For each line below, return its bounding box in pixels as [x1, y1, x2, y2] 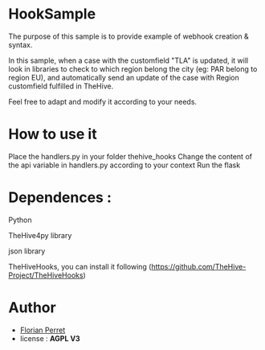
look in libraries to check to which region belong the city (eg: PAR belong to [8, 64, 258, 73]
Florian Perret [19, 325, 66, 335]
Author [8, 299, 56, 316]
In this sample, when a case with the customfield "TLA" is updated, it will [8, 56, 249, 65]
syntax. [8, 39, 33, 49]
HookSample [8, 5, 96, 23]
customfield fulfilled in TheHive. [8, 81, 114, 91]
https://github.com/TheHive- [151, 261, 247, 271]
